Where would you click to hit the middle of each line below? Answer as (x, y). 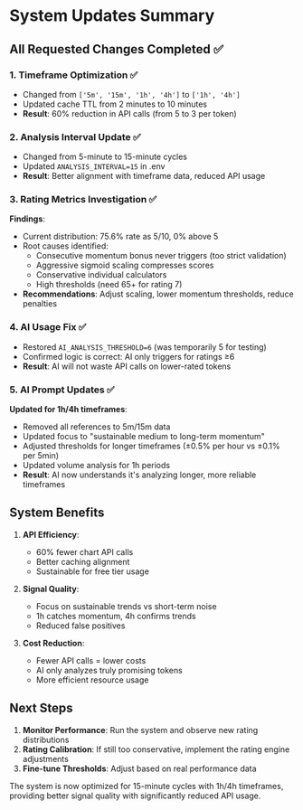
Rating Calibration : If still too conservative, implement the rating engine (156, 749)
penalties (39, 304)
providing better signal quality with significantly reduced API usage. (135, 796)
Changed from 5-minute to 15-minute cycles (105, 157)
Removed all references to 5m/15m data (96, 427)
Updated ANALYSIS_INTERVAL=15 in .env (94, 166)
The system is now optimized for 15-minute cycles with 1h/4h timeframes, (147, 786)
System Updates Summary (112, 16)
